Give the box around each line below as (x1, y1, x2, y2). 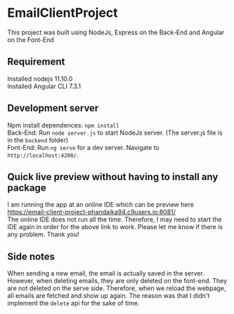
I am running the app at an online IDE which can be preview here (7, 200, 195, 209)
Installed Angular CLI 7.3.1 (7, 82, 82, 90)
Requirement (7, 56, 65, 68)
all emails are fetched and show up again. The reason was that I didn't (7, 292, 210, 300)
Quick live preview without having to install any (7, 170, 219, 183)
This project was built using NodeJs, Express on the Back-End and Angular (7, 28, 225, 36)
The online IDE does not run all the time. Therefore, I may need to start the (7, 215, 222, 224)
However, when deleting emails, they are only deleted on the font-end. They (7, 277, 228, 285)
